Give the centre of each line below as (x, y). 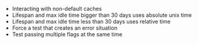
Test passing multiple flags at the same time (67, 34)
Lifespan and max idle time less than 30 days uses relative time (91, 21)
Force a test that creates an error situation (65, 28)
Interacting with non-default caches (57, 9)
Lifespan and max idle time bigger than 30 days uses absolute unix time (102, 15)
